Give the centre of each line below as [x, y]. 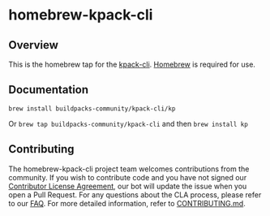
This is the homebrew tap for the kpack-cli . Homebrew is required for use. [132, 64]
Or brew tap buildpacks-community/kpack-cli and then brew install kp [129, 123]
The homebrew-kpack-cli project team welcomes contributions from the [129, 169]
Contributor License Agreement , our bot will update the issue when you [128, 186]
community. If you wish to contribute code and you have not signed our [128, 177]
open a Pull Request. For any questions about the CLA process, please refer [135, 194]
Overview [34, 45]
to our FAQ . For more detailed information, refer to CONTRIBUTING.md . [127, 203]
